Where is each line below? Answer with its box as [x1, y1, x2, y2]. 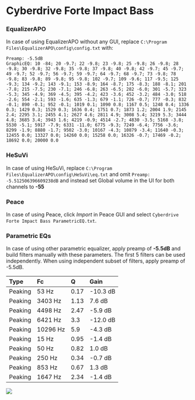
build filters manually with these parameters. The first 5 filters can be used [6, 251, 186, 258]
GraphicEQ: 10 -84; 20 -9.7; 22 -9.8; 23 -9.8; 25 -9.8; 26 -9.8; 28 [6, 61, 179, 67]
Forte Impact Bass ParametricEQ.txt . [6, 218, 97, 225]
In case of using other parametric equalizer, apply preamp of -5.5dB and [6, 245, 181, 252]
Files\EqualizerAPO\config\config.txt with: [6, 44, 114, 51]
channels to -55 [6, 183, 45, 190]
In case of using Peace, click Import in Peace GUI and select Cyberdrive [6, 211, 179, 218]
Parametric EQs [6, 232, 51, 240]
